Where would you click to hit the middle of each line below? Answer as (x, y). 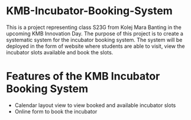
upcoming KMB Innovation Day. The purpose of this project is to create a (95, 33)
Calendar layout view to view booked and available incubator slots (95, 105)
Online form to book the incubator (56, 111)
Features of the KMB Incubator (83, 77)
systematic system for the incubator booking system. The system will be (94, 40)
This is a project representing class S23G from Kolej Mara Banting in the (94, 27)
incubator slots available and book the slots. (60, 52)
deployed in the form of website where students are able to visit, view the (96, 46)
